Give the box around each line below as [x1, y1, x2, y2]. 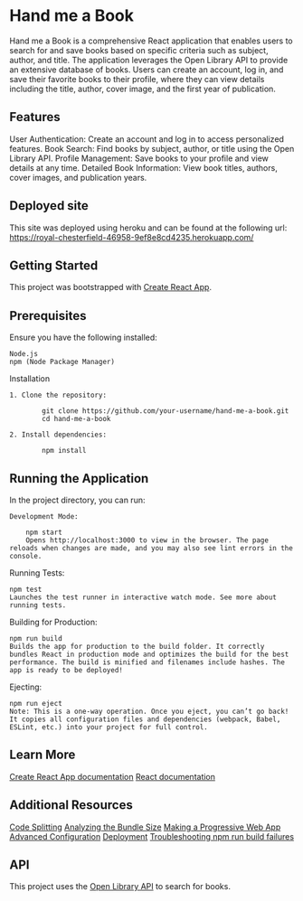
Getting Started [9, 258, 99, 273]
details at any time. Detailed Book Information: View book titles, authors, [9, 162, 278, 173]
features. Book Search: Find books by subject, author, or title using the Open [9, 143, 295, 154]
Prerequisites [9, 308, 87, 324]
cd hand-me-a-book [42, 415, 111, 424]
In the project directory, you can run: [9, 494, 146, 505]
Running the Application [9, 471, 149, 486]
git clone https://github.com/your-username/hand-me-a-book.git [42, 407, 289, 416]
